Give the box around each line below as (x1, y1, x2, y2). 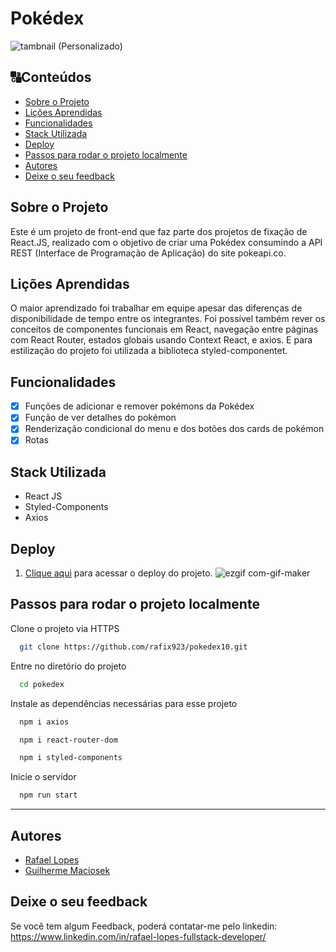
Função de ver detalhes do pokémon (24, 412, 177, 424)
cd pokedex (19, 679, 65, 689)
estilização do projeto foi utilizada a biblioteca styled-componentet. (10, 345, 288, 357)
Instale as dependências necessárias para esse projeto (10, 697, 238, 709)
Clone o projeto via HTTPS (10, 622, 120, 634)
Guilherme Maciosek (24, 864, 111, 876)
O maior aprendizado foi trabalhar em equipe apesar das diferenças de (10, 302, 303, 314)
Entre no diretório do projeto (10, 660, 127, 672)
